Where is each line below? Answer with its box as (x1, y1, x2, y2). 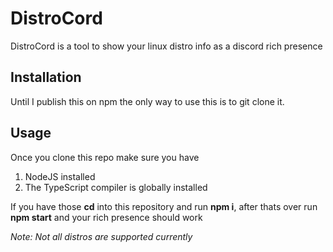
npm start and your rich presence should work (10, 211, 203, 223)
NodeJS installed (24, 170, 96, 182)
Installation (10, 69, 82, 86)
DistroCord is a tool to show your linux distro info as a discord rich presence (10, 40, 323, 52)
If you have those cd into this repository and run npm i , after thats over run (10, 200, 318, 212)
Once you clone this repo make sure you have (10, 151, 200, 163)
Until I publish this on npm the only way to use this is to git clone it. (10, 95, 285, 107)
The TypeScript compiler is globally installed (24, 181, 208, 193)
